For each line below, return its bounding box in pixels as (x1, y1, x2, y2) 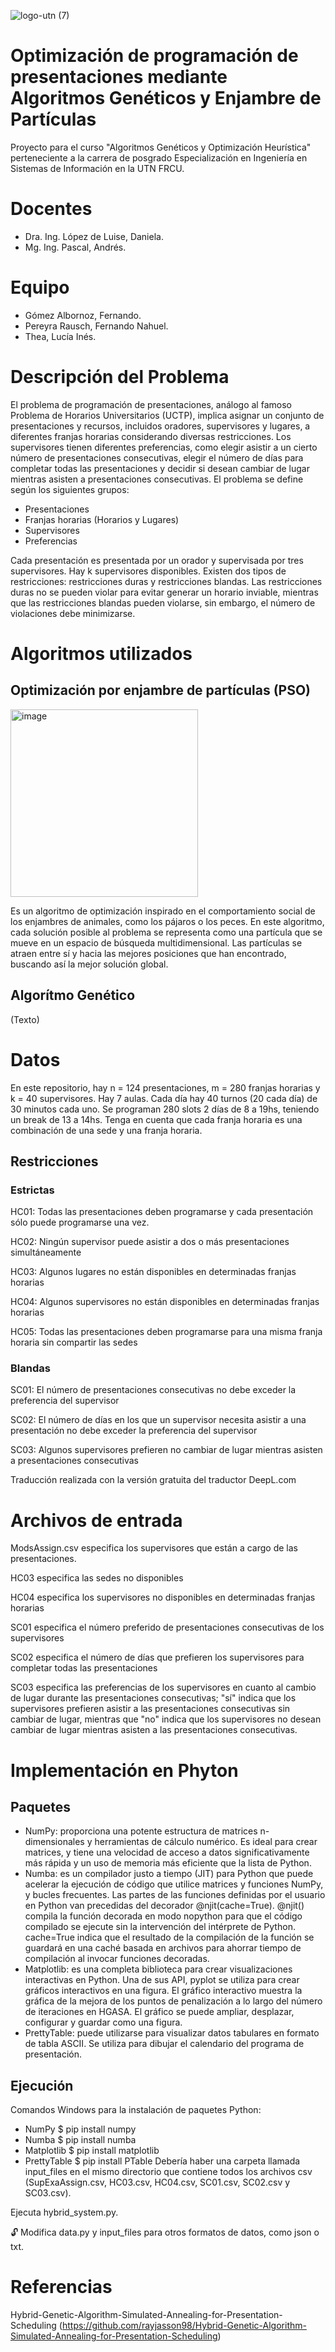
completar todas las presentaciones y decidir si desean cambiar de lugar (10, 462, 310, 474)
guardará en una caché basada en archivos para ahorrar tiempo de (24, 1942, 302, 1954)
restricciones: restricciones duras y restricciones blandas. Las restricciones (10, 575, 323, 587)
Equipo (10, 276, 70, 299)
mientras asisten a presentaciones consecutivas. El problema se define (10, 473, 304, 485)
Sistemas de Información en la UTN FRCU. (10, 162, 185, 174)
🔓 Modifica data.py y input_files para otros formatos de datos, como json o (10, 2226, 320, 2239)
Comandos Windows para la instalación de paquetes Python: (10, 2104, 262, 2116)
